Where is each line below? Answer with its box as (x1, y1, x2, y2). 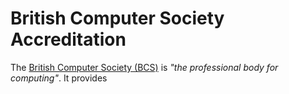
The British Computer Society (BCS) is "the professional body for (10, 61, 279, 73)
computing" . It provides (10, 72, 108, 84)
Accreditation (10, 28, 127, 51)
